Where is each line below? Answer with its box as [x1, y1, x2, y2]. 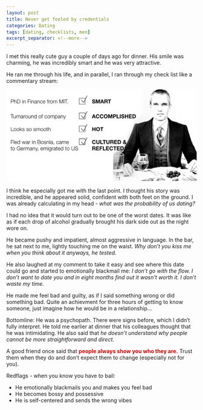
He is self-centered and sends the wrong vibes [14, 397, 132, 404]
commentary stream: [6, 78, 59, 85]
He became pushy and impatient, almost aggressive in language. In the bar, [6, 236, 194, 243]
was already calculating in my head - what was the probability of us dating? [6, 200, 195, 207]
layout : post [6, 10, 39, 16]
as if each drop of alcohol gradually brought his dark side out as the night [6, 218, 189, 225]
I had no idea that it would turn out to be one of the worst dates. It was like [6, 211, 192, 219]
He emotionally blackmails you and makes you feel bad [14, 383, 152, 391]
